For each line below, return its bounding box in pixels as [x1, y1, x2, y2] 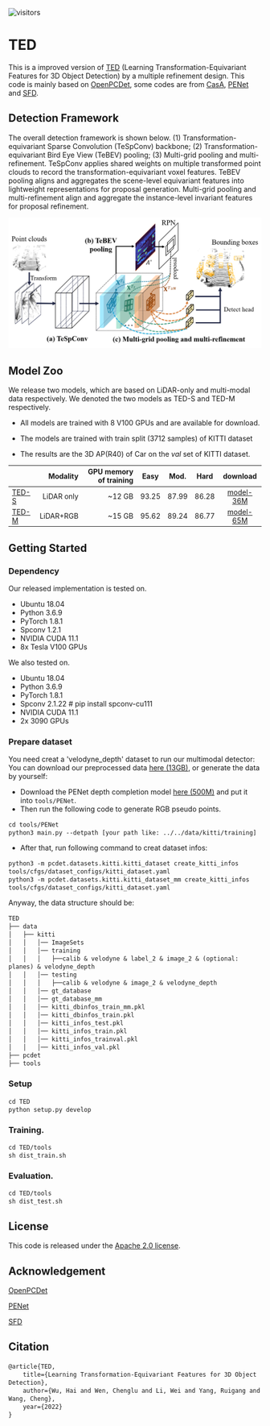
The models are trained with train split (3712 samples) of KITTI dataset [19, 433, 253, 443]
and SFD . [8, 88, 39, 97]
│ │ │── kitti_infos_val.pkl [8, 1043, 121, 1051]
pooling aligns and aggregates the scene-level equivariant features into [8, 176, 245, 185]
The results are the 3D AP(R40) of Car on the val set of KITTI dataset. [19, 449, 251, 458]
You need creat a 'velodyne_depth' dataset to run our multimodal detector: [8, 754, 256, 765]
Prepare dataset [8, 736, 72, 748]
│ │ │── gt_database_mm [8, 995, 103, 1003]
